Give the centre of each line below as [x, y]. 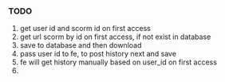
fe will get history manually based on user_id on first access [118, 62]
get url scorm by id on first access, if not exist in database [115, 37]
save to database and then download [81, 45]
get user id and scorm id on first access [85, 29]
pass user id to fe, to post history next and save [98, 54]
